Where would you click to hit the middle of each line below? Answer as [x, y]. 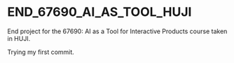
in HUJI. [19, 38]
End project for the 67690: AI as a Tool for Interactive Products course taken [117, 31]
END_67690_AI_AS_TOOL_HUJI [99, 12]
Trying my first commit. [41, 52]
